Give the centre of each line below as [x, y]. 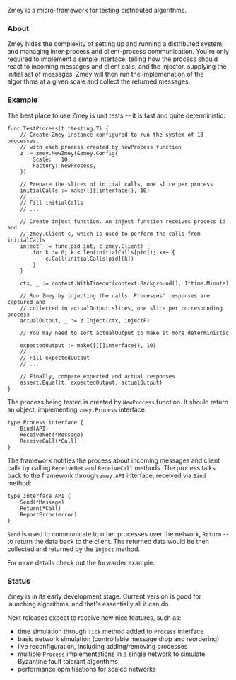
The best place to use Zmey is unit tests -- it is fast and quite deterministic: [117, 115]
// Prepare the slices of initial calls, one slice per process [117, 184]
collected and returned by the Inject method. [73, 549]
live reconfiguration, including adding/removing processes [102, 646]
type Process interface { [45, 422]
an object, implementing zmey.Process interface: [77, 409]
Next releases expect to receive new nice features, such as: [94, 617]
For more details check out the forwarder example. [81, 562]
